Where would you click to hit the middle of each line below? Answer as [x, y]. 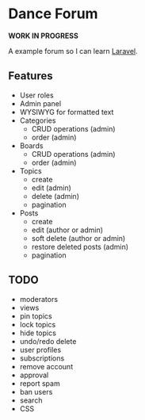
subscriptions [42, 358]
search [31, 400]
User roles [36, 95]
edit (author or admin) [67, 230]
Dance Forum [53, 14]
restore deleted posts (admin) [80, 246]
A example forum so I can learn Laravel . [73, 51]
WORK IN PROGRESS [44, 36]
